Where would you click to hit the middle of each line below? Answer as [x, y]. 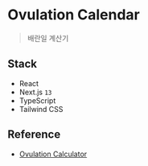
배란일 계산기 [48, 38]
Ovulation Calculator [53, 154]
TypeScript [37, 100]
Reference [34, 135]
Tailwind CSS [41, 109]
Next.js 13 [35, 92]
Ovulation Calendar [74, 15]
